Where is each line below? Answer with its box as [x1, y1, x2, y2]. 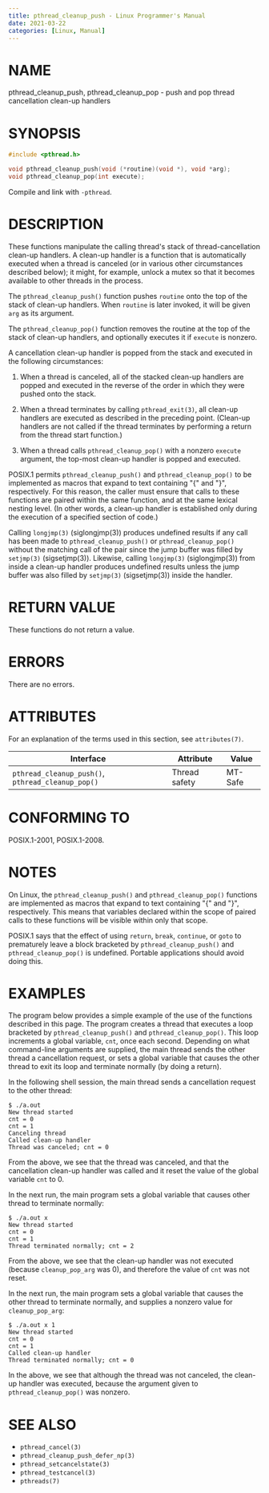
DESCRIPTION [8, 216, 104, 233]
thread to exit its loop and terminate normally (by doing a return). [8, 1062, 222, 1071]
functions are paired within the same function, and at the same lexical [8, 494, 238, 505]
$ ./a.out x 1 [8, 1322, 56, 1330]
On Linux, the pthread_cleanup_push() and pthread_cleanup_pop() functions [8, 890, 258, 899]
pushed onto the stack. [19, 389, 97, 398]
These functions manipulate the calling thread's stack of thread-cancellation [8, 241, 260, 251]
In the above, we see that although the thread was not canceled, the [8, 1370, 234, 1380]
